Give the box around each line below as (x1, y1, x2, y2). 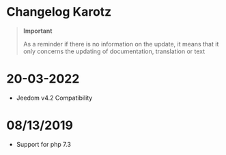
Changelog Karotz (6, 4, 112, 20)
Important (23, 27, 53, 35)
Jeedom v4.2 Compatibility (16, 94, 93, 102)
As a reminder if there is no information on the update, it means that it (23, 40, 219, 48)
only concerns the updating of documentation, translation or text (23, 47, 206, 55)
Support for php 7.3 (16, 140, 71, 148)
